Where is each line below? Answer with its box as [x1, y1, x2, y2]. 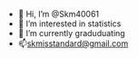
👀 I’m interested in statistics [17, 18, 122, 29]
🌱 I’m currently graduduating [17, 28, 125, 38]
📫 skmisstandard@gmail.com [17, 38, 129, 49]
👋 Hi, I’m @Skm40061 [17, 9, 100, 19]
